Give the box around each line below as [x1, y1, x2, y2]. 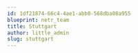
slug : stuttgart [7, 36, 54, 43]
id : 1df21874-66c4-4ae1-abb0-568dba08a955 [7, 10, 131, 17]
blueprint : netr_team [7, 17, 70, 23]
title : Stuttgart [7, 23, 57, 30]
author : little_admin [7, 29, 70, 36]
